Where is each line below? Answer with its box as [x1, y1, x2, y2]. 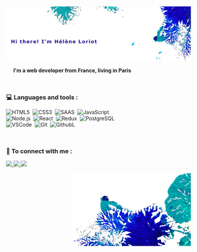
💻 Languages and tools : [6, 93, 78, 101]
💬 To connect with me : [6, 147, 72, 155]
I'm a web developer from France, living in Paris [13, 67, 131, 74]
